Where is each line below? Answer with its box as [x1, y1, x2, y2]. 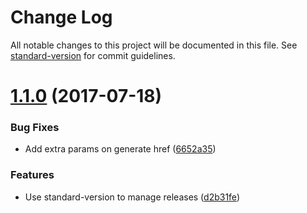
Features [10, 168, 55, 182]
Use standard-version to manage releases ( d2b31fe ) [24, 191, 240, 203]
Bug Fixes [10, 121, 60, 135]
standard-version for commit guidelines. [10, 49, 176, 61]
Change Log [10, 6, 113, 29]
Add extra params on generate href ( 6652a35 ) [24, 143, 217, 155]
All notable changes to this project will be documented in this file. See [10, 39, 298, 51]
